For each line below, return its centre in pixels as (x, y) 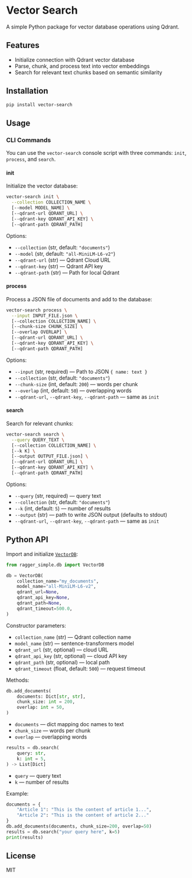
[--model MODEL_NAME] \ (40, 208)
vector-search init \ (33, 197)
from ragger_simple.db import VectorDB (55, 565)
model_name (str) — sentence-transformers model (74, 643)
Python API (27, 540)
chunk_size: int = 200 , (46, 702)
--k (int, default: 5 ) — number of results (63, 508)
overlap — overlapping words (51, 737)
